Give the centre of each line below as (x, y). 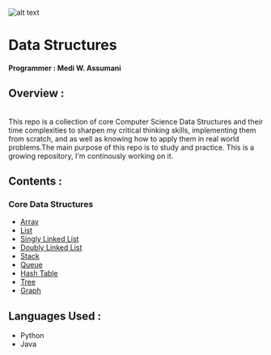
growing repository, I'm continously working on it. (91, 156)
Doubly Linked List (51, 247)
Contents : (35, 181)
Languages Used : (55, 316)
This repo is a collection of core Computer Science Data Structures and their (136, 121)
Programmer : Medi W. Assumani (65, 68)
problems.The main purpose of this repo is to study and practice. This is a (131, 147)
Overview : (36, 93)
